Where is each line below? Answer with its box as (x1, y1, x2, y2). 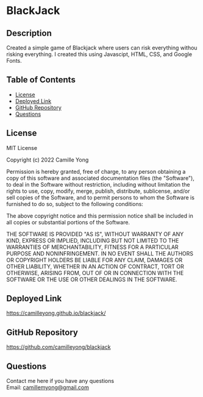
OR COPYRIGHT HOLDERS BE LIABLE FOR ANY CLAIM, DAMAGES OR (6, 256, 183, 263)
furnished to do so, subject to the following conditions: (6, 200, 143, 207)
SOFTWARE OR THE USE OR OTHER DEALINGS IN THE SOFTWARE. (6, 276, 177, 283)
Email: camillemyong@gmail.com (6, 384, 90, 391)
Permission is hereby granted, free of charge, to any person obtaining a (6, 168, 186, 175)
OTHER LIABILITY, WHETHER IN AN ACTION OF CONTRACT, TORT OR (6, 263, 184, 270)
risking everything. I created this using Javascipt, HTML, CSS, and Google (6, 51, 193, 58)
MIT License (6, 144, 38, 151)
